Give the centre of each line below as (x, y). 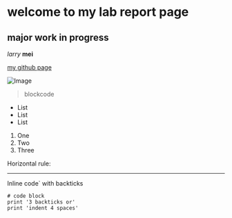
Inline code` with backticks (45, 183)
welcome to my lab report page (98, 12)
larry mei (20, 54)
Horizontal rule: (29, 163)
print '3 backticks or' (41, 202)
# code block (26, 196)
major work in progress (58, 38)
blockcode (39, 94)
